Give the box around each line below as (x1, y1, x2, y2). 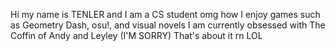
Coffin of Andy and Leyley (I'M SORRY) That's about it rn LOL (10, 30, 263, 41)
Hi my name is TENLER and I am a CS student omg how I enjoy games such (10, 9, 321, 20)
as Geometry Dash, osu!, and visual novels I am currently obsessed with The (10, 19, 326, 31)
